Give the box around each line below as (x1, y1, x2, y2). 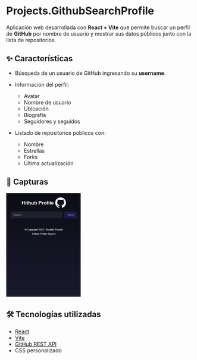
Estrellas (23, 147, 45, 154)
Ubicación (23, 105, 49, 112)
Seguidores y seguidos (23, 118, 80, 125)
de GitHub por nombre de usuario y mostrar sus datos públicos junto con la (6, 30, 192, 37)
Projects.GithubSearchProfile (6, 4, 155, 18)
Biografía (23, 111, 46, 118)
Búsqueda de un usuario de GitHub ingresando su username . (14, 70, 166, 77)
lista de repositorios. (6, 36, 57, 43)
